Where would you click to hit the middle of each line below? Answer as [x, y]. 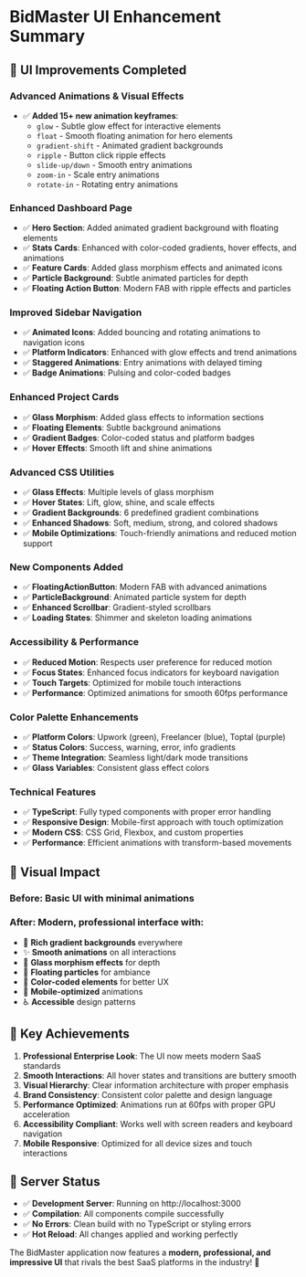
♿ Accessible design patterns [79, 1001]
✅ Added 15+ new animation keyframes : [100, 115]
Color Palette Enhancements [74, 717]
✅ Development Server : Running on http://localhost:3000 [132, 1204]
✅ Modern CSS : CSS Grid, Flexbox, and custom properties [133, 832]
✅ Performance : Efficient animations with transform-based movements [157, 843]
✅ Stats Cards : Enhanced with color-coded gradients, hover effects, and [159, 248]
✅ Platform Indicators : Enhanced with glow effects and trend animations [160, 353]
